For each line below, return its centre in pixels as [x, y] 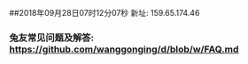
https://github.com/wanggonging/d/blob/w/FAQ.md [124, 49]
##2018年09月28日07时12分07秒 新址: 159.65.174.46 [105, 13]
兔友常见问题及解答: [52, 38]
